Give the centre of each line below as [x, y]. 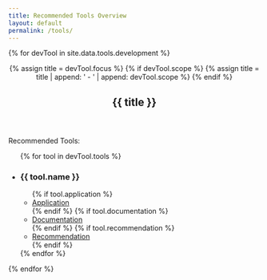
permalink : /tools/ [41, 30]
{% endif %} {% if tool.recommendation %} [103, 228]
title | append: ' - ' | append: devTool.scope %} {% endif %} [134, 77]
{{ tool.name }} [50, 176]
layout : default [35, 23]
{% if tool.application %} [72, 194]
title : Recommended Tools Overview [68, 16]
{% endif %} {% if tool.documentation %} [100, 211]
